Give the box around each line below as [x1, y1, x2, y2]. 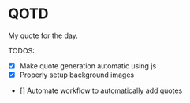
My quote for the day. [8, 31, 79, 40]
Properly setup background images [19, 70, 135, 79]
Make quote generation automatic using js [19, 61, 157, 71]
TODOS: [8, 46, 35, 55]
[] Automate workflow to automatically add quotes [19, 86, 183, 95]
